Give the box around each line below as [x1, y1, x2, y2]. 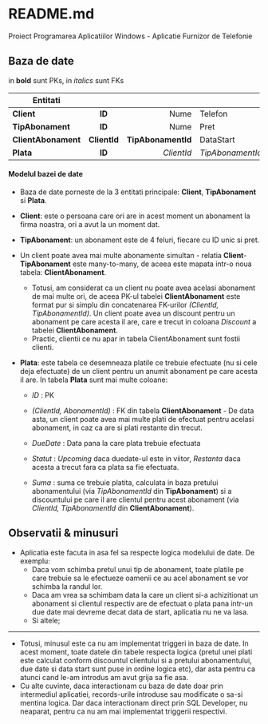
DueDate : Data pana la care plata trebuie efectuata [31, 438, 201, 448]
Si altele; [31, 615, 61, 625]
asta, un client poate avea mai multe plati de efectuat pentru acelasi [31, 414, 254, 424]
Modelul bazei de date [8, 169, 84, 179]
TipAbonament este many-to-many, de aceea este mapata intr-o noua [19, 259, 253, 269]
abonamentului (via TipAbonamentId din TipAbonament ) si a [31, 486, 232, 495]
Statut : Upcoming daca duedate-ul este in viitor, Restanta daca [31, 453, 241, 463]
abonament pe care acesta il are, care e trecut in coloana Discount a [31, 316, 257, 326]
